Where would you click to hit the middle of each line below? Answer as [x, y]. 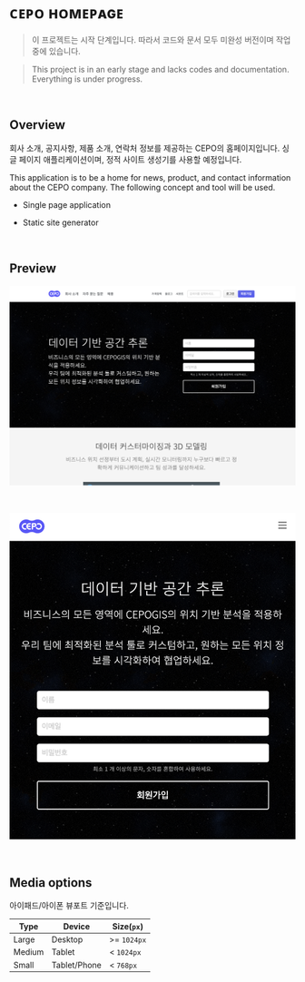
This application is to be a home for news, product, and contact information [150, 177]
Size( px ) [128, 926]
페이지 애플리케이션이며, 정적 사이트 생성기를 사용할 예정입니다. [130, 159]
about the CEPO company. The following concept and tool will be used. [143, 187]
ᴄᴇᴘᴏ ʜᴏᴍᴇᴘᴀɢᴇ [67, 13]
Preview [33, 269]
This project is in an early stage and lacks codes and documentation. [160, 69]
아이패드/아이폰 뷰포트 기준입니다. [69, 906]
